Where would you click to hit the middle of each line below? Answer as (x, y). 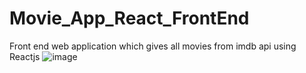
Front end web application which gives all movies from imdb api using (153, 46)
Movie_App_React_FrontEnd (129, 18)
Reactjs (25, 56)
